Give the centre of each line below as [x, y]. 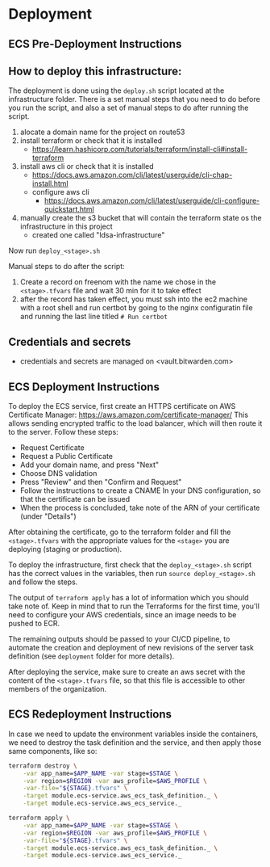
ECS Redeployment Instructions [90, 715]
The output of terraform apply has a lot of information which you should [129, 598]
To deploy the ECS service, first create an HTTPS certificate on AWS [122, 406]
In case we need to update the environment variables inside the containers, [133, 734]
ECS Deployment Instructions [84, 387]
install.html [50, 183]
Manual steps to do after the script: [66, 267]
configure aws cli [61, 192]
